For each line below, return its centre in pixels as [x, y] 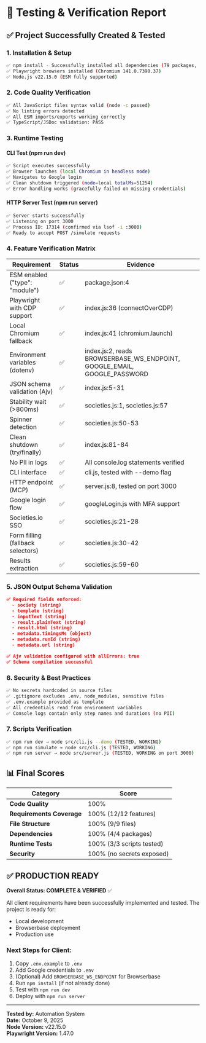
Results [20, 561]
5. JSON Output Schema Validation [59, 586]
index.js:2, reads [109, 351]
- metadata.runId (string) [46, 640]
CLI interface [28, 472]
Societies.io [26, 518]
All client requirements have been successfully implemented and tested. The [103, 902]
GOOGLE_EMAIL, [109, 366]
